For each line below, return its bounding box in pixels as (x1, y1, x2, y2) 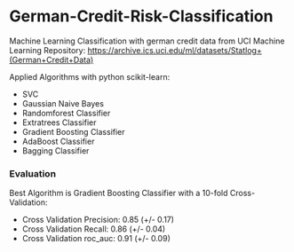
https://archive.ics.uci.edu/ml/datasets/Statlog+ (87, 44, 262, 55)
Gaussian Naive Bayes (21, 98, 105, 108)
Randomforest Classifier (21, 107, 111, 118)
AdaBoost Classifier (21, 136, 95, 146)
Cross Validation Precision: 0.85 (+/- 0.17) (21, 215, 175, 225)
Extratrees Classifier (21, 117, 97, 128)
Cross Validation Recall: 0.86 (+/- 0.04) (21, 224, 166, 234)
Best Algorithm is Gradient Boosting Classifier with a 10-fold (9, 188, 228, 199)
